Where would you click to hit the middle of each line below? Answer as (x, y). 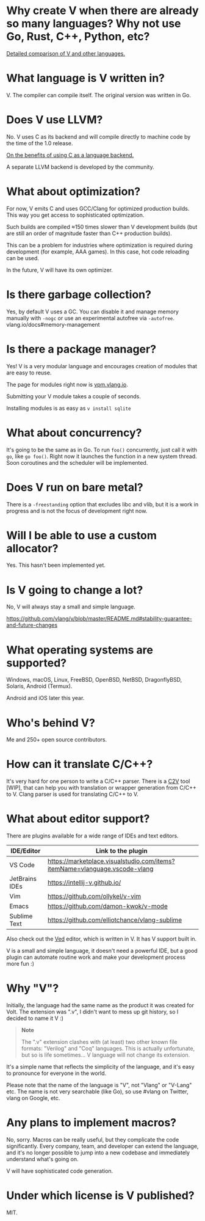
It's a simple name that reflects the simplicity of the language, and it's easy (100, 1067)
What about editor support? (78, 819)
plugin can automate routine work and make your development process (96, 957)
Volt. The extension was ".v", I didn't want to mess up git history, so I (92, 1012)
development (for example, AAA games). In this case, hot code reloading (98, 252)
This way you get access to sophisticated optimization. (75, 215)
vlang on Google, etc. (33, 1098)
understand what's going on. (42, 1159)
